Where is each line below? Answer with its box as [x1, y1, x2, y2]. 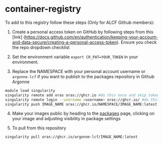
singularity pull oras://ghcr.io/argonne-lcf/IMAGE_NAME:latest [5, 135, 138, 140]
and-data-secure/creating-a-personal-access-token [12, 39, 117, 45]
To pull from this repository [12, 125, 66, 131]
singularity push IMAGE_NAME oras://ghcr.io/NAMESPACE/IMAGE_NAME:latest [5, 102, 158, 107]
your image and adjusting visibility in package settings [12, 116, 121, 122]
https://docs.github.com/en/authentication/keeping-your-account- [25, 34, 158, 40]
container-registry [5, 3, 81, 15]
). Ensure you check [116, 39, 157, 45]
